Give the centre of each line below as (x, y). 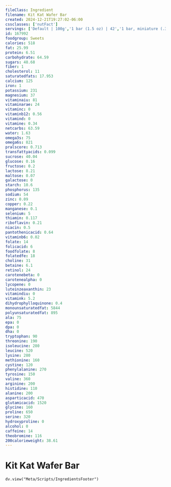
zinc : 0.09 (17, 199)
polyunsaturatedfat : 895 (32, 313)
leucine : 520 (19, 351)
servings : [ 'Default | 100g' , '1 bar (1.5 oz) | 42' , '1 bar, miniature (82, 29)
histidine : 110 (21, 388)
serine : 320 (18, 417)
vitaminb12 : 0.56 (24, 114)
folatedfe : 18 (20, 256)
